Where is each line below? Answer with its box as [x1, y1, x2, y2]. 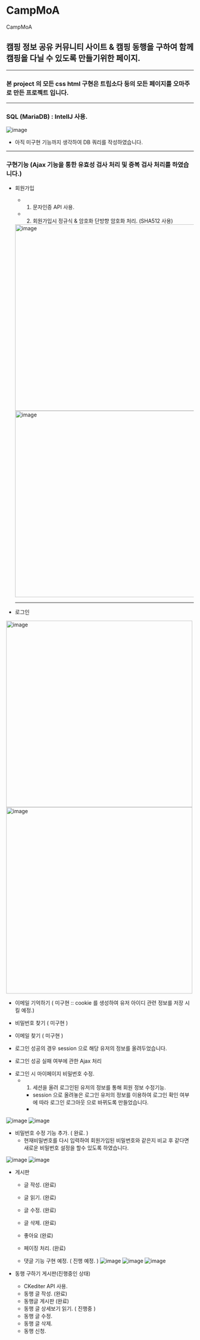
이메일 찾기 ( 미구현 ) [14, 1032, 64, 1039]
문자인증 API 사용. [32, 203, 74, 211]
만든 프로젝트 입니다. [12, 88, 69, 97]
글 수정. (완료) [23, 1206, 57, 1214]
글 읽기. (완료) [23, 1194, 57, 1201]
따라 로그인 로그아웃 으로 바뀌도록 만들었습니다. [39, 1098, 149, 1106]
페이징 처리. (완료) [23, 1245, 66, 1252]
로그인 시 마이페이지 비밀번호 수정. [14, 1070, 95, 1077]
